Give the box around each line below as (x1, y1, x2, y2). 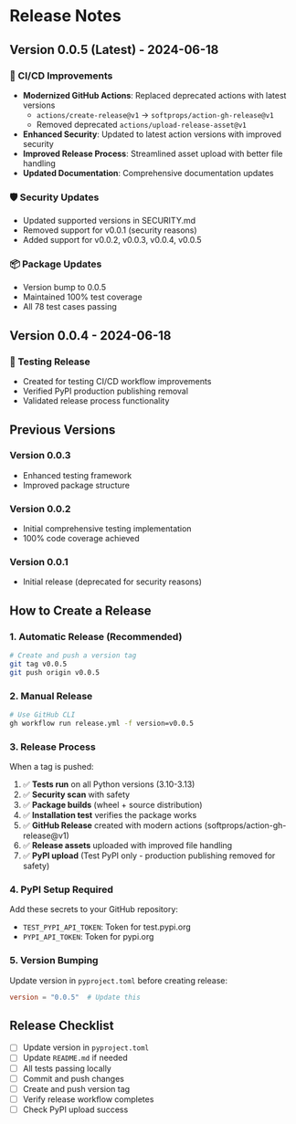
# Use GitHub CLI (9, 710, 76, 720)
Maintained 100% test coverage (22, 291, 143, 302)
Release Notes (9, 5, 122, 26)
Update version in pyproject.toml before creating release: (9, 974, 228, 986)
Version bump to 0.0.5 (22, 282, 107, 293)
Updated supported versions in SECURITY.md (22, 215, 196, 226)
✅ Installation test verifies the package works (22, 810, 197, 821)
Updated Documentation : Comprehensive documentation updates (22, 167, 274, 178)
